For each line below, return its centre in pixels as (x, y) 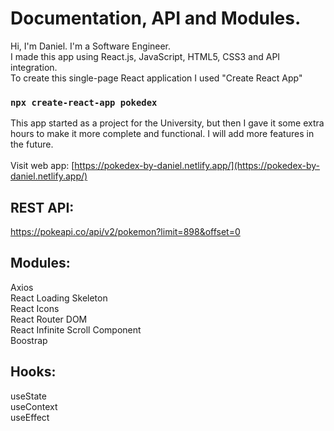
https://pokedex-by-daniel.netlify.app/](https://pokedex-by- (197, 166)
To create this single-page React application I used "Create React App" (156, 78)
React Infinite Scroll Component (76, 329)
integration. (34, 67)
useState (28, 396)
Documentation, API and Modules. (156, 18)
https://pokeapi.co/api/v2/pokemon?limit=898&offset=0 (125, 232)
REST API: (42, 207)
